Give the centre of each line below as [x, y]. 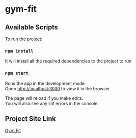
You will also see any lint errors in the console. [52, 103]
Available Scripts [31, 27]
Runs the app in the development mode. [45, 83]
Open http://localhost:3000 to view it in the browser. [58, 88]
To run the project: [24, 39]
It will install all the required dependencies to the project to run [68, 61]
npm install [19, 51]
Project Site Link [30, 119]
